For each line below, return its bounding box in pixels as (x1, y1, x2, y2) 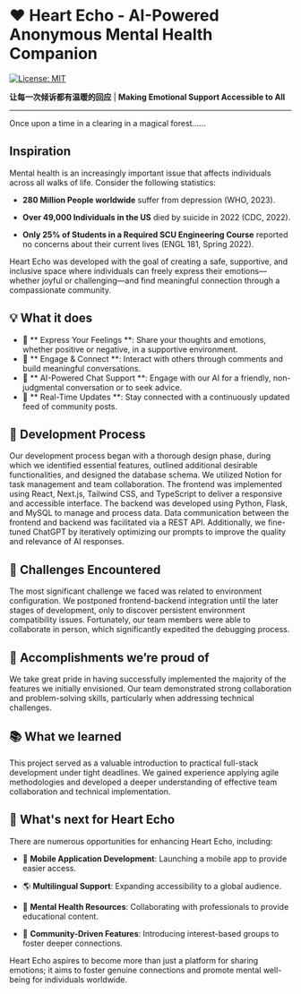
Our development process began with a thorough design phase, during (9, 450, 271, 461)
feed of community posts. (21, 400, 118, 412)
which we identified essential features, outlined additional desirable (9, 460, 258, 471)
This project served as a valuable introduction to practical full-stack (9, 758, 259, 768)
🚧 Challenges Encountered (9, 561, 161, 578)
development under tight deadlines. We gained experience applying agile (9, 767, 279, 777)
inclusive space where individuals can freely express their (9, 265, 223, 276)
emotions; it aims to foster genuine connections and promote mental (9, 964, 262, 975)
